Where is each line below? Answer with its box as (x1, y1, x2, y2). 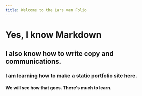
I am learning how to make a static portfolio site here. (5, 72, 137, 79)
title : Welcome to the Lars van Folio (5, 7, 87, 13)
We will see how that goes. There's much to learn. (5, 84, 112, 91)
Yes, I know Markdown (5, 29, 102, 40)
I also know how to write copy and (5, 49, 114, 58)
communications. (5, 57, 62, 66)
